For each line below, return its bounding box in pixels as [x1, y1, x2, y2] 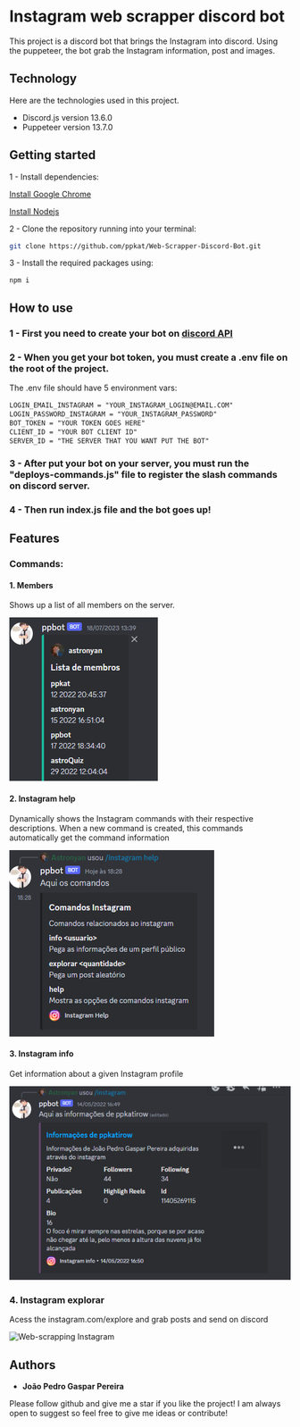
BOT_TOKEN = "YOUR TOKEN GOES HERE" [9, 419, 146, 428]
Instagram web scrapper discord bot [9, 6, 286, 27]
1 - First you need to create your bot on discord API [9, 327, 234, 339]
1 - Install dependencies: [9, 171, 100, 182]
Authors [9, 1357, 56, 1373]
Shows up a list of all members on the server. [9, 600, 176, 611]
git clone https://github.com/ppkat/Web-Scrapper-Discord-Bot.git [9, 241, 262, 251]
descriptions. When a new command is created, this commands [9, 822, 244, 833]
